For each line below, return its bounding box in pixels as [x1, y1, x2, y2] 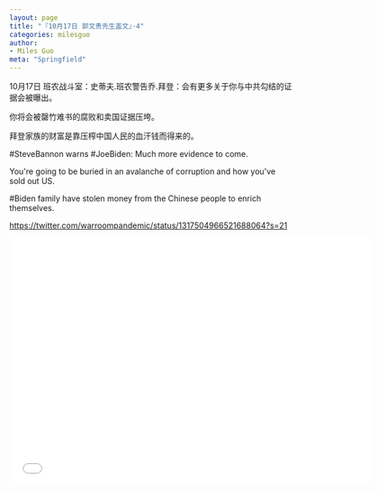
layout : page [9, 13, 58, 23]
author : [9, 38, 39, 48]
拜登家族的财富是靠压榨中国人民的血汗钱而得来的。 [9, 131, 199, 141]
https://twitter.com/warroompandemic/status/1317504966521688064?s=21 [9, 220, 288, 231]
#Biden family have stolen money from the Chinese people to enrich [9, 193, 262, 204]
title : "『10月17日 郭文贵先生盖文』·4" [9, 22, 145, 31]
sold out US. [9, 176, 56, 186]
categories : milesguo [9, 30, 91, 39]
